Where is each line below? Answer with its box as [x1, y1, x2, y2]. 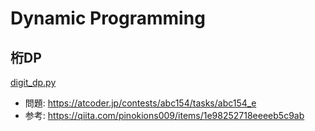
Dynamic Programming [10, 7, 206, 30]
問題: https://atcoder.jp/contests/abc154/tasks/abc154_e [24, 97, 257, 109]
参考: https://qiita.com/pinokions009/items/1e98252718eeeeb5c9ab [24, 110, 305, 121]
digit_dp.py [10, 77, 57, 88]
